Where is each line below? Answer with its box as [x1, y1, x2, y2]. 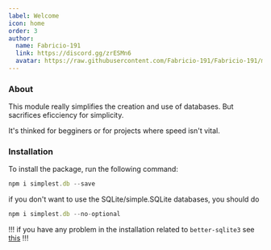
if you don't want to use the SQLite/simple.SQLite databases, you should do [8, 194, 260, 204]
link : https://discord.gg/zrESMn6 [15, 49, 131, 57]
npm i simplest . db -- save [8, 180, 95, 188]
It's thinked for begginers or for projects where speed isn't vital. [8, 126, 220, 135]
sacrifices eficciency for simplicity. [8, 110, 124, 120]
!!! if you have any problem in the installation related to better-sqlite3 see [8, 225, 255, 235]
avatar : [15, 57, 42, 65]
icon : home [8, 19, 45, 27]
